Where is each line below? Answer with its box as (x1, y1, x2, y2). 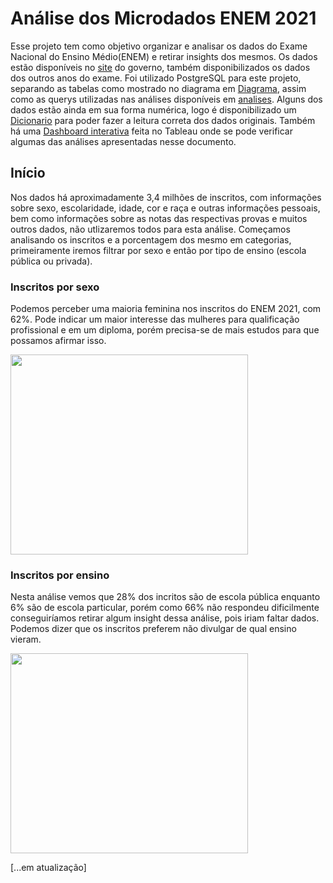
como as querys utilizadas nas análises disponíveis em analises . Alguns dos (10, 93, 323, 105)
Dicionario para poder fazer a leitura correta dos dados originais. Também (10, 114, 316, 126)
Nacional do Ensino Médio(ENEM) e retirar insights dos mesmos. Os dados (10, 50, 318, 62)
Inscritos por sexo (10, 280, 100, 294)
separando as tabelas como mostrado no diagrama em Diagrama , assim (10, 82, 307, 94)
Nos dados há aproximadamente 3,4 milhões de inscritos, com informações (10, 191, 322, 203)
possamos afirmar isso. (10, 335, 107, 347)
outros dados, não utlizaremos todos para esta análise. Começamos (10, 223, 291, 235)
